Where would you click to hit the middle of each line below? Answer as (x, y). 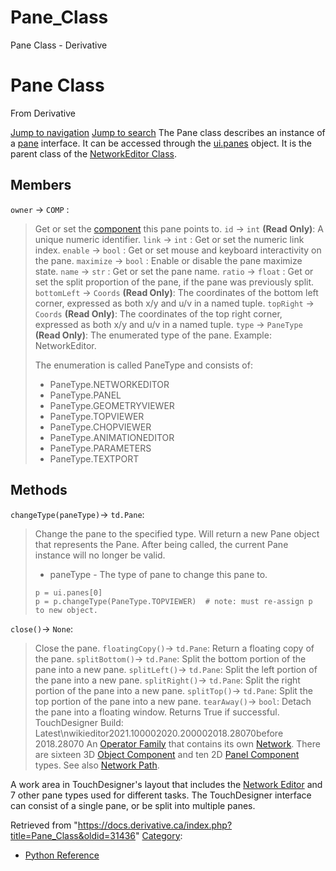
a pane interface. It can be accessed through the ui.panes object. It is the (161, 143)
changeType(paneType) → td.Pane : (77, 514)
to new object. (66, 610)
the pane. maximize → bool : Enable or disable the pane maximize (168, 260)
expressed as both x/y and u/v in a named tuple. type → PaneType (168, 324)
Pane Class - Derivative (59, 45)
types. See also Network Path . (97, 765)
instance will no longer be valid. (100, 555)
